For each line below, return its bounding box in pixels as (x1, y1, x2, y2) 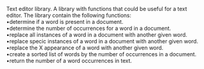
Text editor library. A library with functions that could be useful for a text (6, 5, 188, 12)
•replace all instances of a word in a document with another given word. (6, 31, 188, 38)
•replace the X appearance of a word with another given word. (6, 44, 164, 51)
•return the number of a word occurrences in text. (6, 57, 132, 64)
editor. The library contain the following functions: (6, 12, 132, 19)
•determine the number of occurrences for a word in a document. (6, 24, 172, 32)
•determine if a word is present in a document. (6, 18, 124, 25)
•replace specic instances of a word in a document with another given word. (6, 38, 199, 45)
